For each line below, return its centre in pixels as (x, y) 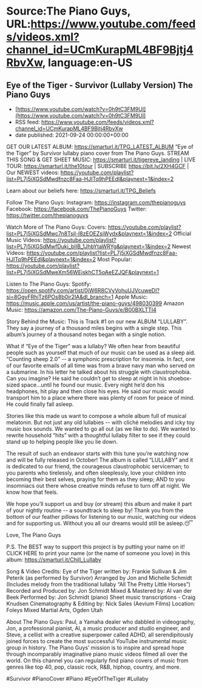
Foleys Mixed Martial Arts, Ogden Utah (55, 610)
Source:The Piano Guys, (69, 11)
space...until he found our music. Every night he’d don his (93, 385)
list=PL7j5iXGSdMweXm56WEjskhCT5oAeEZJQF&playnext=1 (82, 272)
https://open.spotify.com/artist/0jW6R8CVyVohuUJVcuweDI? (83, 290)
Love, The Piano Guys (34, 535)
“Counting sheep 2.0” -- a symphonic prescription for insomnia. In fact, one (101, 359)
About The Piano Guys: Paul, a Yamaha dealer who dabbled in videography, (101, 622)
